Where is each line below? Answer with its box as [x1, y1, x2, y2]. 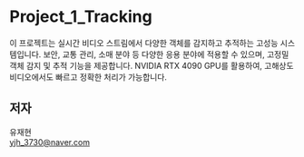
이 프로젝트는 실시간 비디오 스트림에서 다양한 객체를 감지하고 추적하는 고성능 [9, 37, 279, 48]
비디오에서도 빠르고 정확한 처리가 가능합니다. [9, 71, 168, 83]
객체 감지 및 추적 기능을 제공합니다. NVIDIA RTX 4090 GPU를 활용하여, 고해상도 [9, 60, 294, 71]
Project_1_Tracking [9, 6, 152, 27]
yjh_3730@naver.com [9, 136, 91, 147]
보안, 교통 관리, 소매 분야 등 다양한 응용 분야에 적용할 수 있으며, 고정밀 [43, 48, 289, 60]
